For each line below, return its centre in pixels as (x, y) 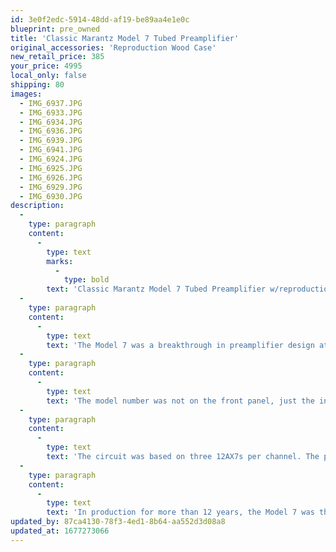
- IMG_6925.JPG (51, 168)
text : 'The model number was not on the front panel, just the (180, 401)
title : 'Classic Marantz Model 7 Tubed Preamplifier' (125, 38)
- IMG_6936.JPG (51, 131)
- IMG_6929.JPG (51, 187)
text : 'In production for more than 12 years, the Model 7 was (180, 512)
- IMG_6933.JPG (51, 112)
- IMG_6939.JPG (51, 141)
